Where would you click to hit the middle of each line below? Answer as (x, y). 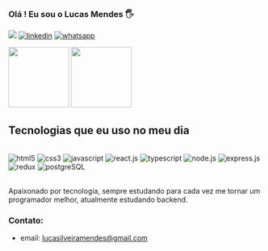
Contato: (26, 220)
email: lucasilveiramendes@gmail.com (84, 238)
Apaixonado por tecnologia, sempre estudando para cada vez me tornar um (134, 191)
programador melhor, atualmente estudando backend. (98, 200)
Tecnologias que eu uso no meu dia (99, 130)
